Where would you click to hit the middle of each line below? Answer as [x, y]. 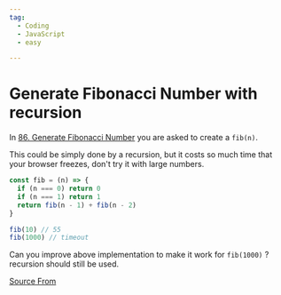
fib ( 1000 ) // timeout [49, 238]
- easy [29, 42]
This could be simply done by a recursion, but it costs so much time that [141, 155]
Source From [33, 282]
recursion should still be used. [64, 264]
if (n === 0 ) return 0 [59, 189]
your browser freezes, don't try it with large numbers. [107, 164]
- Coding [33, 26]
